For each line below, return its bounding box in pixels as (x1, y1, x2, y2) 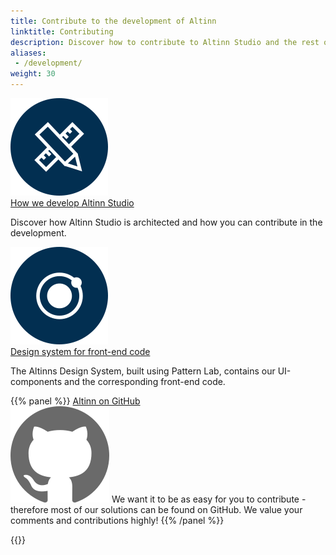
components (10, 376, 63, 387)
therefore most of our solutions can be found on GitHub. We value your (10, 504, 303, 515)
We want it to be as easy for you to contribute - (111, 493, 307, 505)
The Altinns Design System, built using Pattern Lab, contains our (10, 365, 276, 377)
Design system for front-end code (10, 346, 151, 357)
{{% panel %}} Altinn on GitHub (10, 395, 141, 407)
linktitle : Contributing (10, 26, 114, 37)
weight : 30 (10, 69, 56, 79)
